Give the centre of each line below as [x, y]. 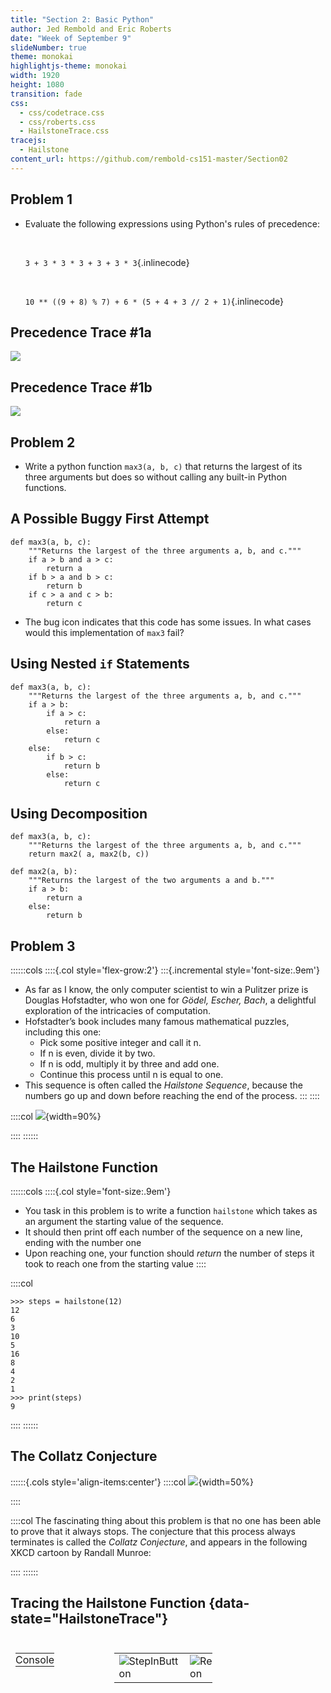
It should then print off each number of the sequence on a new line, [163, 1232]
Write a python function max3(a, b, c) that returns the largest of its [163, 466]
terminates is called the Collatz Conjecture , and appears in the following [159, 1542]
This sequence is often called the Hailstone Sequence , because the [163, 1085]
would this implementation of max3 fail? [104, 632]
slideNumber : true [48, 47]
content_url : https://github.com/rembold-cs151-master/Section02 [149, 159]
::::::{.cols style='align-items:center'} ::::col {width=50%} [132, 1482]
